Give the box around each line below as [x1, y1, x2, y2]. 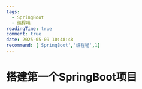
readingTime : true [6, 25, 52, 32]
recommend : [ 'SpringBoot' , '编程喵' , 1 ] [6, 43, 101, 49]
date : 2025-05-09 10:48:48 [6, 37, 74, 43]
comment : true [6, 31, 42, 37]
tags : [6, 8, 20, 15]
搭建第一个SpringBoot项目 [6, 70, 138, 84]
